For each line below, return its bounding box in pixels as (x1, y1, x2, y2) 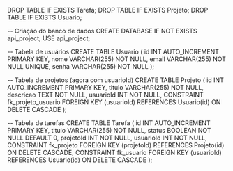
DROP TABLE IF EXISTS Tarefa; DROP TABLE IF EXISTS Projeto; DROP (7, 6, 209, 14)
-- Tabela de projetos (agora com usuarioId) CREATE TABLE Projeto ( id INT (7, 76, 225, 84)
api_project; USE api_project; (7, 34, 91, 42)
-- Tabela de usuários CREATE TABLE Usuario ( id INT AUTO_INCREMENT (7, 48, 220, 56)
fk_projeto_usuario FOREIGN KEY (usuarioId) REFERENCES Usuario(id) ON (7, 98, 221, 106)
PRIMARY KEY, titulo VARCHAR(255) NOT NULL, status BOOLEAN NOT (7, 127, 211, 134)
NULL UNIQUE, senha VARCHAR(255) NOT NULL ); (7, 63, 155, 70)
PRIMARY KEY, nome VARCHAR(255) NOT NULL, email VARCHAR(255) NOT (7, 55, 227, 63)
